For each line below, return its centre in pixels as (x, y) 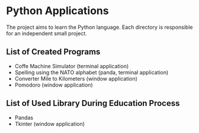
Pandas (24, 117)
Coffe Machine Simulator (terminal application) (72, 66)
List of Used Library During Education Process (93, 103)
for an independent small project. (46, 33)
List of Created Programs (53, 52)
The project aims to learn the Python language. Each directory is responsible (99, 27)
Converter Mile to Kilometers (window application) (76, 78)
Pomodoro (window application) (54, 85)
